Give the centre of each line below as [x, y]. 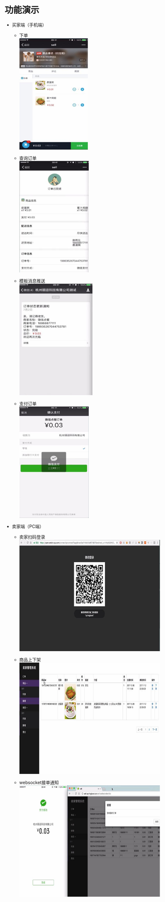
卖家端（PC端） [28, 526]
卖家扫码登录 [32, 537]
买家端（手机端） [29, 25]
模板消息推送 [32, 281]
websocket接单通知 [39, 782]
